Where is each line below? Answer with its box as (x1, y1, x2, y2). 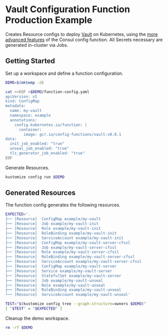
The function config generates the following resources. (5, 202, 121, 208)
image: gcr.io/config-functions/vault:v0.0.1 (23, 132, 122, 137)
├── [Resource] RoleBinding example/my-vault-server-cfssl (5, 254, 136, 260)
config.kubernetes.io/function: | (14, 122, 87, 128)
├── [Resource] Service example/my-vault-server (5, 268, 113, 273)
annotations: (10, 117, 38, 123)
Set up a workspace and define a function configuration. (5, 70, 123, 76)
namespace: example (10, 113, 51, 118)
